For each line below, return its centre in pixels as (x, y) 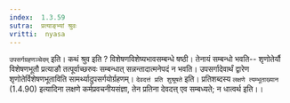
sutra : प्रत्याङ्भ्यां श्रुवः (43, 26)
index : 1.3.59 (37, 17)
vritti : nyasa (37, 34)
